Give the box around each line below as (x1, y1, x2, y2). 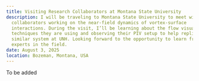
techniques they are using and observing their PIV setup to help (11, 31, 179, 37)
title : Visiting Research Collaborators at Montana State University (6, 8, 182, 15)
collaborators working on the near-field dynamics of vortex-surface (11, 20, 187, 25)
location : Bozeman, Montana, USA (6, 53, 89, 59)
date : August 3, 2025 (6, 47, 60, 53)
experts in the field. (11, 42, 68, 48)
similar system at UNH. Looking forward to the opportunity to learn (11, 36, 187, 42)
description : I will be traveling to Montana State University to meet (6, 14, 187, 20)
